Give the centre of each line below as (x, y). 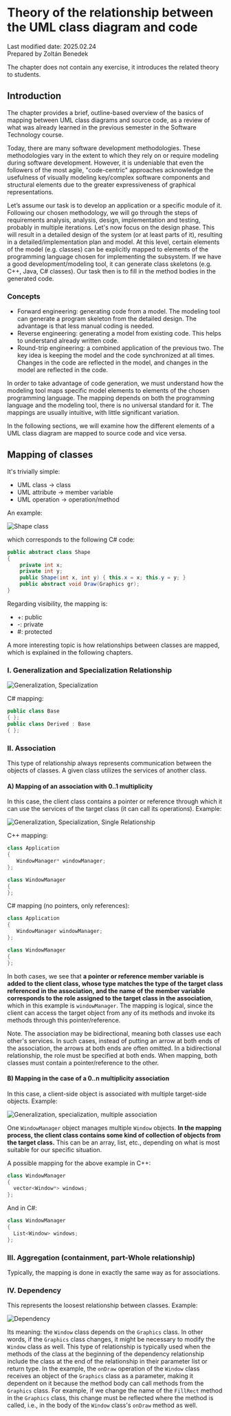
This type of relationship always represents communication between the (109, 763)
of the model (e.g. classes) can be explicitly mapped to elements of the (108, 249)
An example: (25, 513)
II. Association (32, 748)
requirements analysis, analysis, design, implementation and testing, (104, 220)
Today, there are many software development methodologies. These (104, 148)
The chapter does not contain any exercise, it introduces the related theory (113, 67)
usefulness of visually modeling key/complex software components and (109, 177)
